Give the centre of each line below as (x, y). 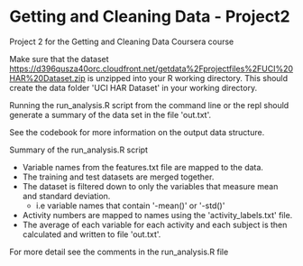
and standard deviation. (66, 196)
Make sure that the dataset (60, 59)
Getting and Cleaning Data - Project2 (150, 17)
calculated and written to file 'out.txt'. (92, 234)
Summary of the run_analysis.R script (79, 150)
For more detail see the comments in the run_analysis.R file (119, 252)
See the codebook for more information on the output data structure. (137, 132)
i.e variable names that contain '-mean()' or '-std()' (130, 206)
